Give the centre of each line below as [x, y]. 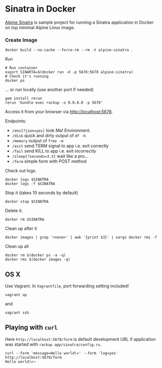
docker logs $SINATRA [27, 180]
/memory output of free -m [38, 141]
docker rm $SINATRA [25, 220]
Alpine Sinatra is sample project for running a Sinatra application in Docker [79, 22]
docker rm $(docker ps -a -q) [36, 255]
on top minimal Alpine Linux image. [40, 27]
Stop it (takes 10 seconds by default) [42, 193]
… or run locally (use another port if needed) [49, 90]
